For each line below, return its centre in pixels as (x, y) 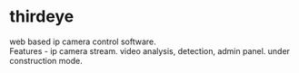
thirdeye (42, 17)
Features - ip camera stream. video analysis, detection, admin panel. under (150, 50)
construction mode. (46, 60)
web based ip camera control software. (83, 41)
